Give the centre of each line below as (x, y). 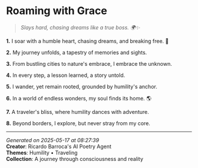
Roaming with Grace (57, 11)
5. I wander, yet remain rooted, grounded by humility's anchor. (82, 86)
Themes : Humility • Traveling (42, 152)
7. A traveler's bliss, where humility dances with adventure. (77, 112)
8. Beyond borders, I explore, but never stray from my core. (78, 123)
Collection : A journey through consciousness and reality (75, 159)
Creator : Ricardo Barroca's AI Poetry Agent (59, 146)
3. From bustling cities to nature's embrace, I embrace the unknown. (89, 63)
